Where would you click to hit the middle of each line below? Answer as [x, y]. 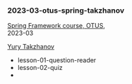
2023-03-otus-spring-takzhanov [66, 10]
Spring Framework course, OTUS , [56, 26]
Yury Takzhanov [31, 47]
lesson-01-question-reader [57, 60]
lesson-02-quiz [40, 68]
